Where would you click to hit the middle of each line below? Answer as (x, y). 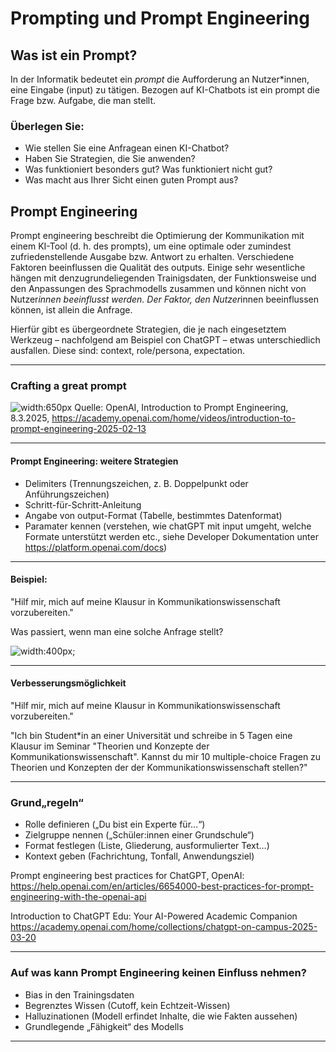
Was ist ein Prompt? (74, 55)
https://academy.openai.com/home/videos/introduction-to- (173, 418)
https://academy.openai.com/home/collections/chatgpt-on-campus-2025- (164, 927)
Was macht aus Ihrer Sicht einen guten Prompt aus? (131, 180)
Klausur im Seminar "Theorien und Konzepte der (110, 746)
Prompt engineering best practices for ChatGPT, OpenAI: (127, 876)
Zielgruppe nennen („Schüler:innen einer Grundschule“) (139, 835)
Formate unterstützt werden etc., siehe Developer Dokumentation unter (171, 536)
